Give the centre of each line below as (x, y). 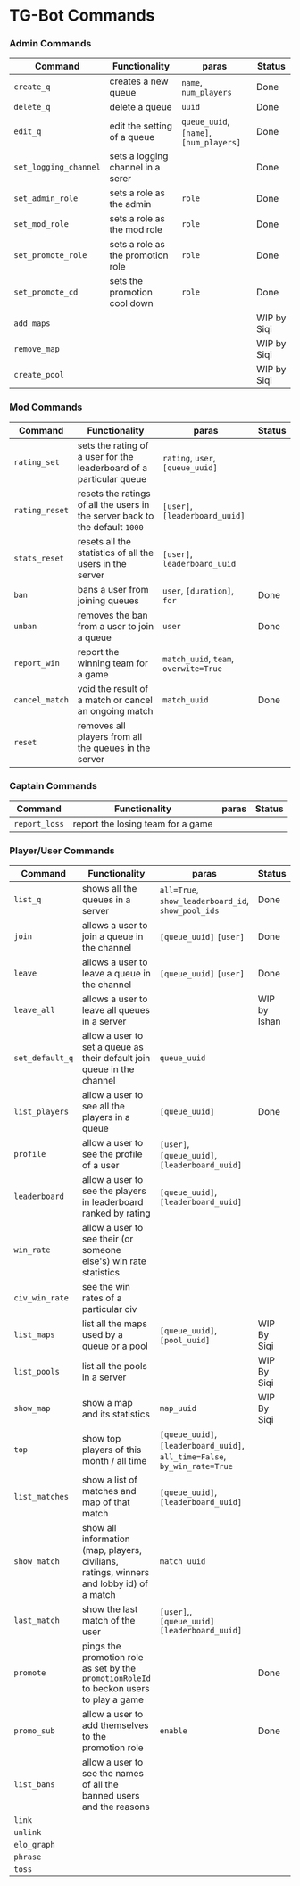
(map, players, (112, 1550)
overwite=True (192, 669)
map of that (106, 1502)
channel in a (135, 168)
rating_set (37, 462)
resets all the (104, 541)
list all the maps (114, 1324)
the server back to (116, 516)
